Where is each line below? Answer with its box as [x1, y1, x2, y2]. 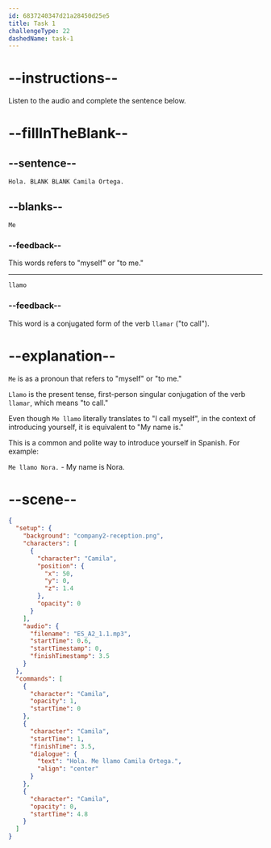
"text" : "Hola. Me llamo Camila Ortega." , [37, 757, 182, 766]
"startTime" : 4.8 [29, 810, 89, 818]
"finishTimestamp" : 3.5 [29, 652, 110, 660]
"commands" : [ [15, 674, 63, 683]
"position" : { [37, 562, 85, 570]
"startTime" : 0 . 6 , [29, 637, 92, 645]
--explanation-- [8, 347, 116, 365]
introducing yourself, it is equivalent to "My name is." [8, 422, 184, 432]
